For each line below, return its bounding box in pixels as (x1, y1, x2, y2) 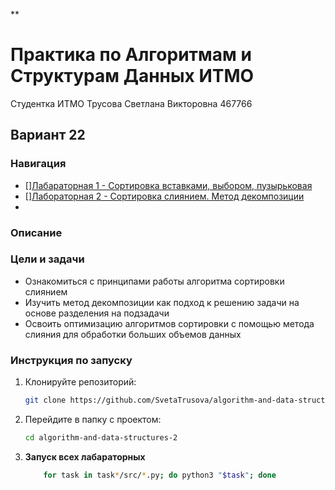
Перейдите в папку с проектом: (24, 414, 162, 426)
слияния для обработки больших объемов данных (24, 328, 242, 340)
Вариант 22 (10, 127, 86, 144)
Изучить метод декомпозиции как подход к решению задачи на (24, 296, 300, 308)
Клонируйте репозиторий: (24, 376, 137, 388)
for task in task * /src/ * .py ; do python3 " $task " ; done (43, 470, 277, 480)
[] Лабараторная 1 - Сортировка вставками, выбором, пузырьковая (24, 179, 313, 191)
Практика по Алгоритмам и (10, 44, 252, 66)
